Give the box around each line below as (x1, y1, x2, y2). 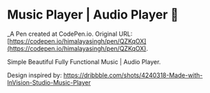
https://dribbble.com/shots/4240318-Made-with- (63, 71, 203, 79)
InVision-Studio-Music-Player (7, 78, 92, 86)
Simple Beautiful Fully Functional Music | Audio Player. (7, 57, 161, 65)
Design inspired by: (7, 71, 62, 79)
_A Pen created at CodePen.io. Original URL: (7, 30, 133, 38)
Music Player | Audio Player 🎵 (7, 7, 179, 23)
